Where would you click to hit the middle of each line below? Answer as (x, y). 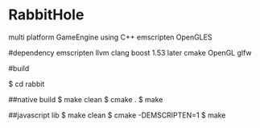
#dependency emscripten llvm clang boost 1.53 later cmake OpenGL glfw (130, 52)
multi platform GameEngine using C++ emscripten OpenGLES (110, 37)
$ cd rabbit (27, 84)
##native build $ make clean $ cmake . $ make (86, 99)
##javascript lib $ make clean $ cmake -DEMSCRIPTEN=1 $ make (117, 115)
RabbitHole (46, 15)
